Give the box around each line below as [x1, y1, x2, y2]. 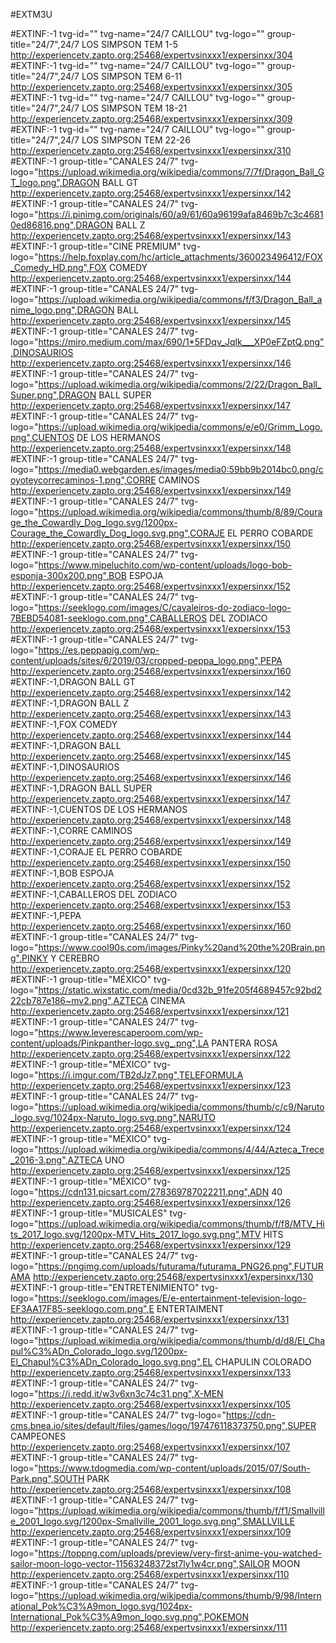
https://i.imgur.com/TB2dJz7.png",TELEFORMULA [38, 1069, 244, 1081]
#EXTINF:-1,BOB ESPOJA [10, 867, 115, 879]
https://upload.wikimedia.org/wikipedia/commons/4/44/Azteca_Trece [38, 1144, 325, 1155]
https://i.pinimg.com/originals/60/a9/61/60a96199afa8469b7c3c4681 [38, 209, 324, 220]
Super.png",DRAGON [10, 389, 97, 401]
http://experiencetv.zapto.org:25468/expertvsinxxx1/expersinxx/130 [32, 1271, 314, 1283]
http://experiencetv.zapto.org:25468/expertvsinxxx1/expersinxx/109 [10, 1526, 292, 1538]
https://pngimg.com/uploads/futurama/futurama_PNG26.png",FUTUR [38, 1260, 324, 1272]
